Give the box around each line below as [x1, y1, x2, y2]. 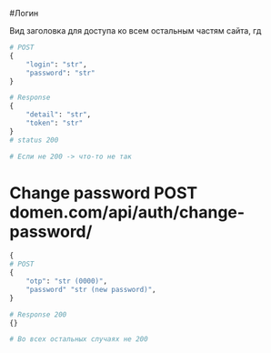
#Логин [9, 8, 39, 18]
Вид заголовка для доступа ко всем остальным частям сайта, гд [9, 25, 262, 35]
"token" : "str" [25, 118, 84, 127]
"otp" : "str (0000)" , [25, 277, 107, 286]
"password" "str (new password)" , [25, 285, 156, 294]
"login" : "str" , [25, 59, 88, 69]
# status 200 [9, 136, 59, 145]
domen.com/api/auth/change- [9, 202, 246, 222]
